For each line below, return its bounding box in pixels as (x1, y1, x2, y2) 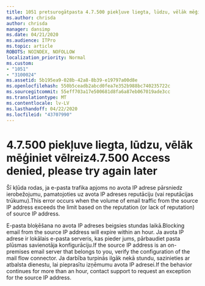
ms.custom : (6, 60, 34, 66)
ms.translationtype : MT (6, 94, 67, 100)
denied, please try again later (6, 164, 157, 178)
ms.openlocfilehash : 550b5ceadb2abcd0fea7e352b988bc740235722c (6, 83, 171, 89)
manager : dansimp (6, 26, 51, 32)
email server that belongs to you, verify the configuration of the (31, 248, 190, 255)
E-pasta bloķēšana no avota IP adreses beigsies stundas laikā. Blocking (6, 222, 185, 230)
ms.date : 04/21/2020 (6, 32, 59, 38)
